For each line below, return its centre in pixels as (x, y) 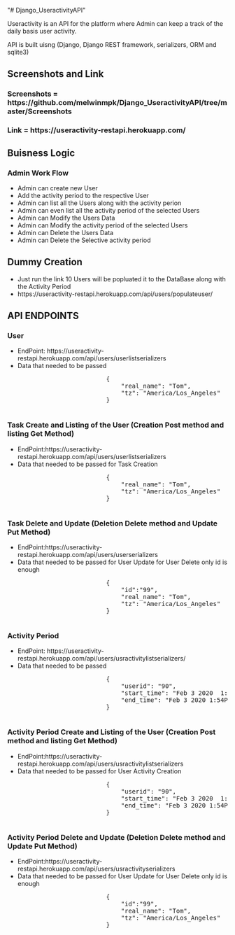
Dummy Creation (45, 262)
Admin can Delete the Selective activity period (84, 240)
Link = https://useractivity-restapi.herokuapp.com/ (97, 130)
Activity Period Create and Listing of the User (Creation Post (112, 732)
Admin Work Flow (38, 173)
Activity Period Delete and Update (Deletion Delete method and (116, 837)
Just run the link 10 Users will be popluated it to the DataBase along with (121, 279)
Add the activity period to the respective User (83, 195)
